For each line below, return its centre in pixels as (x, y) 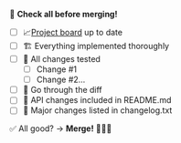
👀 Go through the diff (62, 90)
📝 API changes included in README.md (97, 100)
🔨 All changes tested (61, 59)
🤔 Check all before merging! (64, 14)
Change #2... (61, 80)
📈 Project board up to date (73, 32)
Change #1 (57, 69)
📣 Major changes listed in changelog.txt (97, 110)
